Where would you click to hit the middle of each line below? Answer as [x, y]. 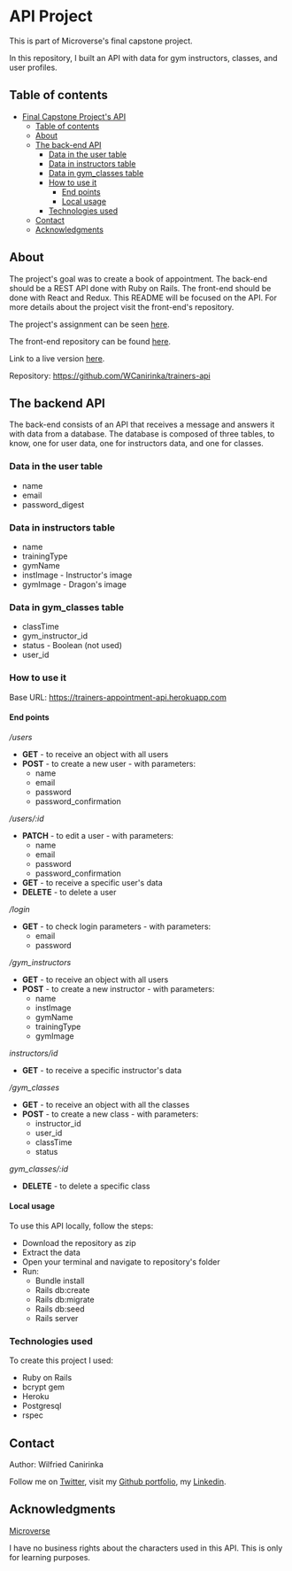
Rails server [57, 1318]
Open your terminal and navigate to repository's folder [121, 1261]
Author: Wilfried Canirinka [57, 1465]
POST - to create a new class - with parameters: [110, 1114]
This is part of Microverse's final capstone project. [101, 41]
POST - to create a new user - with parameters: [109, 763]
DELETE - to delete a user [69, 892]
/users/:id [27, 818]
